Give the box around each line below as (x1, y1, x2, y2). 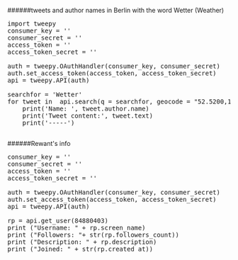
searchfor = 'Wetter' (7, 91, 83, 98)
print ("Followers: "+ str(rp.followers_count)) (7, 231, 179, 239)
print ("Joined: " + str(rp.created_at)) (7, 245, 154, 253)
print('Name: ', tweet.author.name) (22, 105, 150, 113)
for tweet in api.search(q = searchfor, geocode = (7, 98, 191, 106)
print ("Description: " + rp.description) (7, 238, 157, 246)
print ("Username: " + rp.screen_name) (7, 224, 146, 232)
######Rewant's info (7, 140, 71, 147)
